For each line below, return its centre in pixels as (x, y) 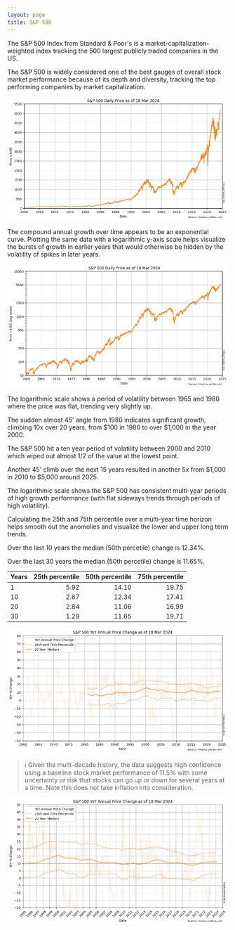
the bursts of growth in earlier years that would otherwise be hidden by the (115, 247)
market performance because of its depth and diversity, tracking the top (112, 79)
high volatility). (29, 505)
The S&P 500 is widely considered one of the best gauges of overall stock (114, 72)
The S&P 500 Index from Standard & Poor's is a (75, 43)
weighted (21, 51)
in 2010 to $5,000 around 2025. (53, 477)
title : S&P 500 (29, 22)
